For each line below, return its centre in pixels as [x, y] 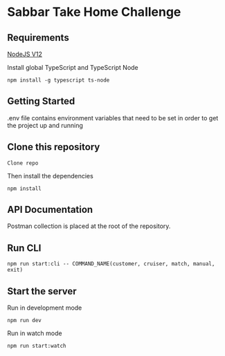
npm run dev [24, 321]
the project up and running [45, 125]
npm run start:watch [37, 346]
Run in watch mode [35, 333]
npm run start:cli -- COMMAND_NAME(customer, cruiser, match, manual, [111, 264]
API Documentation [50, 210]
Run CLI [24, 248]
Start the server [42, 291]
